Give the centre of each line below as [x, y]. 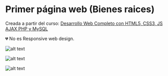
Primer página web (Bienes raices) [80, 9]
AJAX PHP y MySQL [27, 28]
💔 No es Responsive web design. [40, 39]
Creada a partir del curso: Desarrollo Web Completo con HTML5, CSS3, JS [84, 23]
